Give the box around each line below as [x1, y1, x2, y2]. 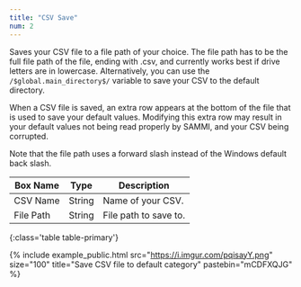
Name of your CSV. [102, 194, 184, 207]
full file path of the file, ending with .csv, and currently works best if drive [9, 56, 280, 67]
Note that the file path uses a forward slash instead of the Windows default [9, 148, 288, 158]
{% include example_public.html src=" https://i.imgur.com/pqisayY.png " [9, 249, 273, 260]
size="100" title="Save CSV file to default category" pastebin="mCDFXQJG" [9, 258, 293, 270]
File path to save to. [102, 209, 186, 221]
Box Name [14, 179, 60, 192]
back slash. [9, 157, 52, 168]
